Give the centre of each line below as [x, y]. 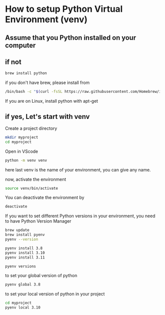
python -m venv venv [26, 160]
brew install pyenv [25, 235]
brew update [17, 230]
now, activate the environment [36, 179]
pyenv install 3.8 [24, 248]
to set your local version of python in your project [55, 294]
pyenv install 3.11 [25, 257]
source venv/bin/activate [31, 188]
